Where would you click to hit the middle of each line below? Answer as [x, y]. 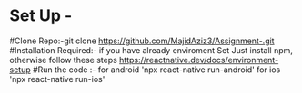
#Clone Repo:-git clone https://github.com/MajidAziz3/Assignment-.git [142, 41]
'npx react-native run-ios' [57, 79]
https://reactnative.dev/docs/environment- [199, 60]
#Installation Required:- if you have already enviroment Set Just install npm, [151, 50]
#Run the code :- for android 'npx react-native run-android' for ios [156, 70]
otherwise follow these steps [64, 60]
